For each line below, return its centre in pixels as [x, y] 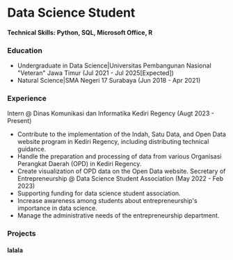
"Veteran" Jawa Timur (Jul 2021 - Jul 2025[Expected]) [95, 73]
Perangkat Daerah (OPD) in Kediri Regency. [79, 164]
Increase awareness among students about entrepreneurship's [107, 201]
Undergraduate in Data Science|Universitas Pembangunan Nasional [114, 66]
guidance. [32, 149]
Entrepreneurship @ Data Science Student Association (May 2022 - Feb [120, 179]
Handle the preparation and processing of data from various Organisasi [119, 156]
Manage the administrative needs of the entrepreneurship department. [118, 216]
